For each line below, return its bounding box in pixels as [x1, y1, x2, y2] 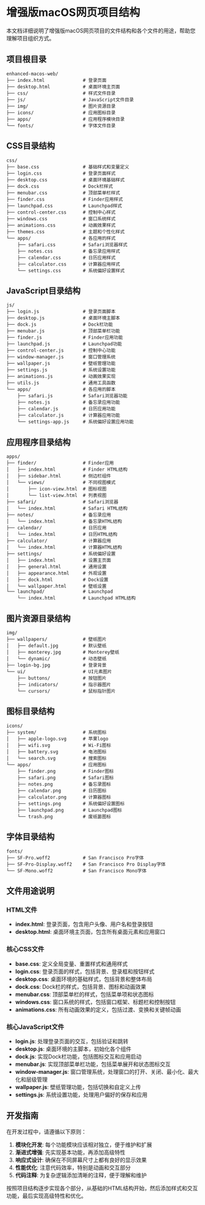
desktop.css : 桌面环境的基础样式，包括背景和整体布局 [15, 975, 153, 983]
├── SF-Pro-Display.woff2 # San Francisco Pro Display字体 [6, 861, 166, 867]
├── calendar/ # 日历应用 [6, 525, 107, 531]
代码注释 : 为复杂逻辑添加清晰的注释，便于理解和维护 [15, 1171, 147, 1179]
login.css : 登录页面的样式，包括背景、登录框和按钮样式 [15, 968, 155, 975]
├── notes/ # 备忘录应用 [6, 512, 112, 518]
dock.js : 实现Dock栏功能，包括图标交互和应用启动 [15, 1052, 142, 1060]
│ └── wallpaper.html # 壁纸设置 [6, 584, 107, 590]
